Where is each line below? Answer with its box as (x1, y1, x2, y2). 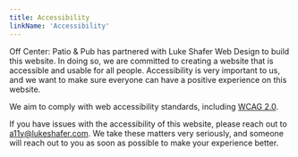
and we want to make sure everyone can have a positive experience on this (9, 74, 287, 85)
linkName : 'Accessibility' (9, 21, 110, 30)
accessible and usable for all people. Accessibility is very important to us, (9, 64, 280, 76)
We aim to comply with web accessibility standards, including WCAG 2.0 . (9, 101, 279, 112)
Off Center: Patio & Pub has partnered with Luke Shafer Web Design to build (9, 45, 290, 56)
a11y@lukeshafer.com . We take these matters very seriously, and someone (9, 128, 285, 138)
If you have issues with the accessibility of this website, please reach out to (9, 118, 288, 129)
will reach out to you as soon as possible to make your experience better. (9, 137, 279, 148)
